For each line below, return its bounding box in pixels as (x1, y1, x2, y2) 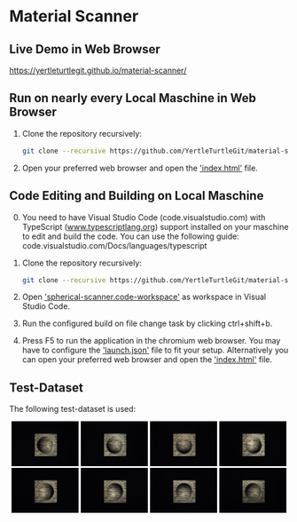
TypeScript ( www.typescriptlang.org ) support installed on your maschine (21, 221, 289, 232)
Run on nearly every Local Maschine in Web (9, 91, 257, 106)
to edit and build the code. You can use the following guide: (21, 231, 239, 241)
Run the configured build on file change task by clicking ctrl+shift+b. (21, 318, 273, 329)
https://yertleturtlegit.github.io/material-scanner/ (9, 65, 187, 75)
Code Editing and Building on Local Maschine (9, 188, 264, 203)
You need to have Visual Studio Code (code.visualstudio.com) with (21, 211, 266, 223)
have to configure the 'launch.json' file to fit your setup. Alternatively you (21, 344, 289, 356)
